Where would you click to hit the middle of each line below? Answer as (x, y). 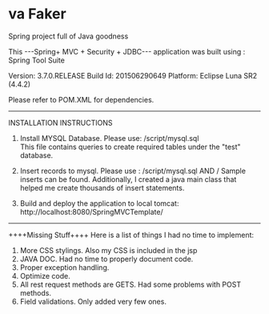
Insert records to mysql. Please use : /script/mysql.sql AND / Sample (133, 171)
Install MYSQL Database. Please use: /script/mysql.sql (109, 138)
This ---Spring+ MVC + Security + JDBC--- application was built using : (127, 51)
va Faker (37, 14)
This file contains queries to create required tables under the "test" (130, 147)
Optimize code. (45, 276)
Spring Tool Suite (37, 60)
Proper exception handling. (64, 267)
